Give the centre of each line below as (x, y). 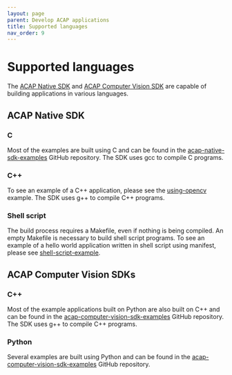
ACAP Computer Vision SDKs (71, 274)
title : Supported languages (48, 26)
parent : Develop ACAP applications (58, 20)
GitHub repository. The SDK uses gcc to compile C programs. (136, 157)
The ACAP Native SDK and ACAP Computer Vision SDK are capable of (107, 86)
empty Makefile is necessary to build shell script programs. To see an (106, 238)
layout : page (26, 13)
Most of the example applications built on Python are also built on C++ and (114, 309)
